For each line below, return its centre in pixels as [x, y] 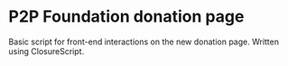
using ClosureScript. [46, 51]
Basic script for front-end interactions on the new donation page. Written [144, 42]
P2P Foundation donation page [126, 17]
